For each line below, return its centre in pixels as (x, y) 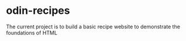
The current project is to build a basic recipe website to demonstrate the (93, 27)
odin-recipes (38, 11)
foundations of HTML (32, 32)
